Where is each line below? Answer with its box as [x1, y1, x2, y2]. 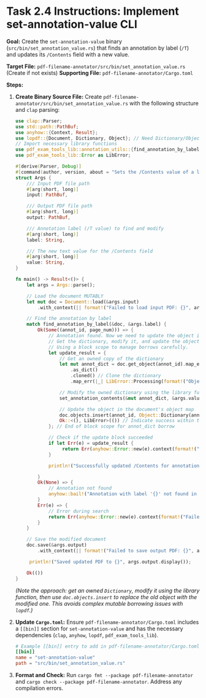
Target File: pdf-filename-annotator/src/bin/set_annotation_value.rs [6, 63, 186, 70]
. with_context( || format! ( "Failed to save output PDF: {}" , [37, 548, 194, 554]
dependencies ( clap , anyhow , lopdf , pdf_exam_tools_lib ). [15, 631, 158, 638]
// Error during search [48, 508, 109, 514]
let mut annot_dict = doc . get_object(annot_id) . [59, 361, 186, 367]
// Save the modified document [26, 536, 107, 543]
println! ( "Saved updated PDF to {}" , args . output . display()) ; [29, 559, 192, 565]
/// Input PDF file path [26, 180, 90, 187]
